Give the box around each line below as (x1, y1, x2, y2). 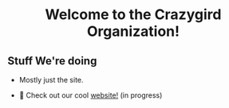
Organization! (86, 22, 180, 40)
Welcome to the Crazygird (45, 6, 222, 24)
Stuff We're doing (7, 54, 97, 67)
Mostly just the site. (18, 75, 85, 84)
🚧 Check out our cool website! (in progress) (18, 91, 163, 100)
